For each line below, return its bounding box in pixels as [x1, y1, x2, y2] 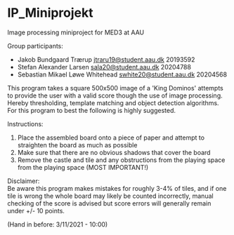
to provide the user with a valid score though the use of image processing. [7, 91, 223, 100]
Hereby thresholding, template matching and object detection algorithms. [7, 98, 219, 107]
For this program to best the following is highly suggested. [7, 106, 176, 114]
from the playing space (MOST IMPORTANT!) [17, 163, 149, 171]
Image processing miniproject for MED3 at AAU [7, 28, 145, 36]
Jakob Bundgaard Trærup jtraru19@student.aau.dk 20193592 [17, 55, 195, 64]
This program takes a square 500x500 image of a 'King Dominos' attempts [7, 83, 223, 92]
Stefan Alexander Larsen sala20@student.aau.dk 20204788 [17, 62, 192, 71]
